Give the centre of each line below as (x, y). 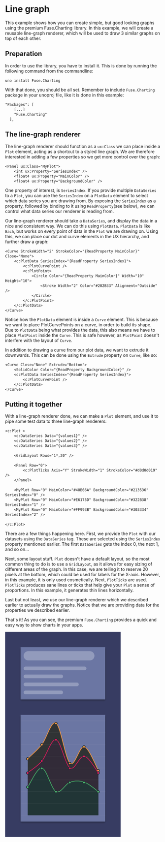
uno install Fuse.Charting (33, 80)
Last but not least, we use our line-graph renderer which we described (77, 600)
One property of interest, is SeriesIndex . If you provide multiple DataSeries (81, 190)
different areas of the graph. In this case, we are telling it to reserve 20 (77, 569)
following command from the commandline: (49, 71)
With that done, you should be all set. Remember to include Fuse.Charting (80, 90)
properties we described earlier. (38, 610)
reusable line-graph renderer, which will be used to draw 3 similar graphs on (82, 33)
